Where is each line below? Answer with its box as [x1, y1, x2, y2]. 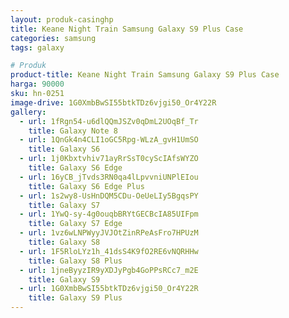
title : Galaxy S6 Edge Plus [28, 181, 145, 191]
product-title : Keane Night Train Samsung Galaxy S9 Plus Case [10, 70, 280, 80]
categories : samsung [10, 33, 97, 43]
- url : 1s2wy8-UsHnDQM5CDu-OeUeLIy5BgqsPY [19, 191, 199, 201]
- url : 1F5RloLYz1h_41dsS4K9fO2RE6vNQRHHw [19, 246, 199, 256]
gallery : [10, 107, 47, 117]
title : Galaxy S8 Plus [28, 256, 123, 266]
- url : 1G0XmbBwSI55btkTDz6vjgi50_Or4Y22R [19, 284, 199, 294]
